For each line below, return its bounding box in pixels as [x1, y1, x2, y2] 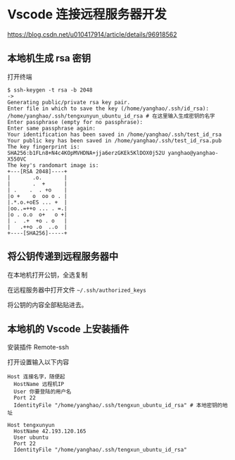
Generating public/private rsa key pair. [7, 99, 131, 106]
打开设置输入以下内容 [7, 358, 69, 366]
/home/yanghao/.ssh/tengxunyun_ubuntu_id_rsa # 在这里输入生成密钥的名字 [7, 112, 215, 120]
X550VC [7, 156, 27, 163]
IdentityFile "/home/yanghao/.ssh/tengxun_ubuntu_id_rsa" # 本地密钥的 [13, 402, 223, 409]
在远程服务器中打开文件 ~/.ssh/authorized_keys [7, 285, 146, 294]
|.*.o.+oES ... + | [7, 199, 68, 206]
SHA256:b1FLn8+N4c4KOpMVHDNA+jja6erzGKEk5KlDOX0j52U [7, 149, 165, 156]
